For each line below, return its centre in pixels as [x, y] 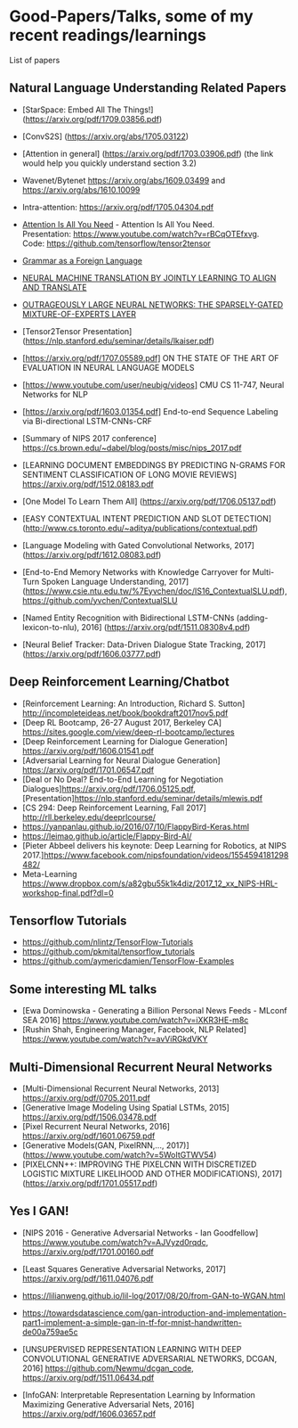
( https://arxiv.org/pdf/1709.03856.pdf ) [92, 119]
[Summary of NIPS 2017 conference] [89, 438]
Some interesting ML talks [83, 989]
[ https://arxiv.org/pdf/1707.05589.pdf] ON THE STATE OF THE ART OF [150, 357]
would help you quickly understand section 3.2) [109, 163]
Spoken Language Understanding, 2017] [115, 581]
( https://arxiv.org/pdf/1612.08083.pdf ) [92, 554]
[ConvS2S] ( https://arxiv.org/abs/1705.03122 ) [105, 136]
